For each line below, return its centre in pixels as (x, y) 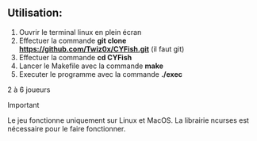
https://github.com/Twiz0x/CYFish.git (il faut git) (102, 49)
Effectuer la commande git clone (73, 40)
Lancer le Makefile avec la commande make (91, 66)
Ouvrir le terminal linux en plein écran (80, 32)
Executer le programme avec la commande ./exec (101, 74)
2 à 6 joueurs (29, 90)
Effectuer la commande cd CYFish (75, 57)
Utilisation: (35, 13)
